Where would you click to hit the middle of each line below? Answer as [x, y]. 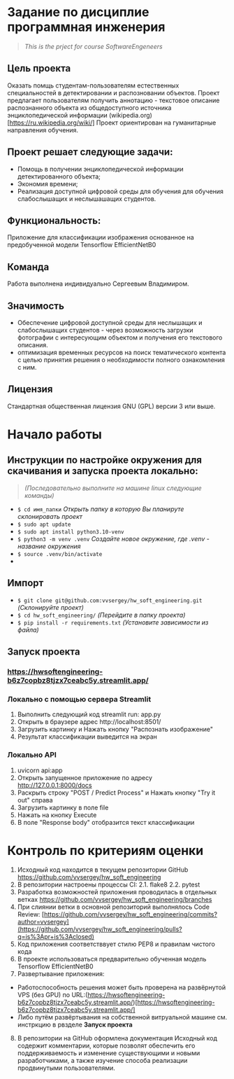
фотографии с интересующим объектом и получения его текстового [120, 337]
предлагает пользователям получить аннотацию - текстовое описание [114, 100]
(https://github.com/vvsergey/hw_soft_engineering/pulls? [100, 929]
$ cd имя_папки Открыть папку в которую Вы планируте [101, 509]
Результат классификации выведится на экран [87, 737]
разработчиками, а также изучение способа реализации [102, 1061]
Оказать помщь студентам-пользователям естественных [93, 85]
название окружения [49, 546]
